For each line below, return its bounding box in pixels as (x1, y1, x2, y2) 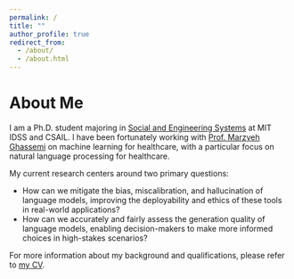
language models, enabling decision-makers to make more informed (21, 223, 274, 234)
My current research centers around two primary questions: (9, 168, 229, 178)
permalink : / (9, 12, 58, 22)
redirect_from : (9, 37, 66, 47)
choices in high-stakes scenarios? (21, 233, 149, 243)
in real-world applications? (21, 204, 120, 215)
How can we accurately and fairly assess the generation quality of (21, 213, 265, 224)
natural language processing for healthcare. (9, 151, 171, 161)
